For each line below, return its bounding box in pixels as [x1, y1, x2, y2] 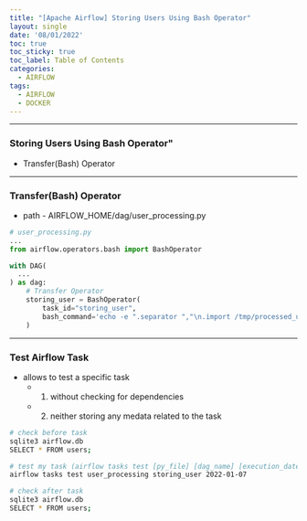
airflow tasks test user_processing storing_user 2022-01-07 [9, 470, 248, 480]
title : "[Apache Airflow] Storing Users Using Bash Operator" [9, 13, 251, 23]
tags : [9, 81, 30, 90]
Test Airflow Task [9, 351, 90, 364]
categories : [9, 65, 55, 74]
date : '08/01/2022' [9, 30, 84, 39]
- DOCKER [17, 98, 51, 108]
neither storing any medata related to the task [49, 410, 222, 421]
